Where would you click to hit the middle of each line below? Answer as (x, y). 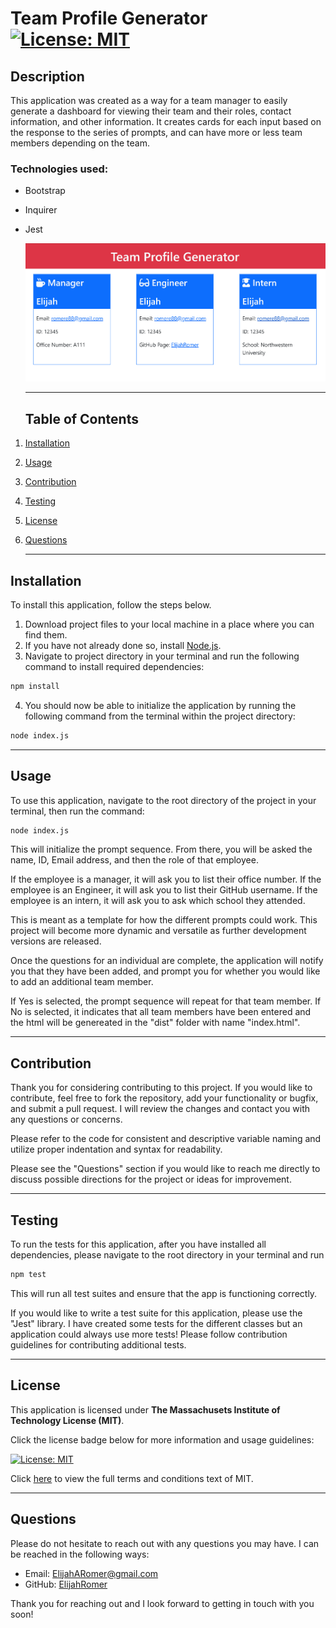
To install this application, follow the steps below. (111, 605)
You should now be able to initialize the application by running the (160, 705)
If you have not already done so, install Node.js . (123, 645)
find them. (46, 635)
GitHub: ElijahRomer (66, 1584)
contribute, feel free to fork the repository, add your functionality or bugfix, (164, 1098)
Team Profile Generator (109, 18)
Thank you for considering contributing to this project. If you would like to (161, 1088)
